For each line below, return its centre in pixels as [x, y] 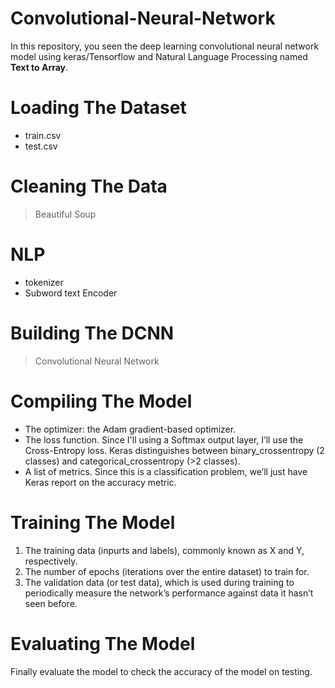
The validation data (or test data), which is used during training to [159, 582]
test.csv [41, 146]
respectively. [51, 561]
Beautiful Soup [65, 214]
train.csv [43, 135]
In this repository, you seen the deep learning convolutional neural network [165, 46]
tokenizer [44, 282]
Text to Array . [39, 67]
